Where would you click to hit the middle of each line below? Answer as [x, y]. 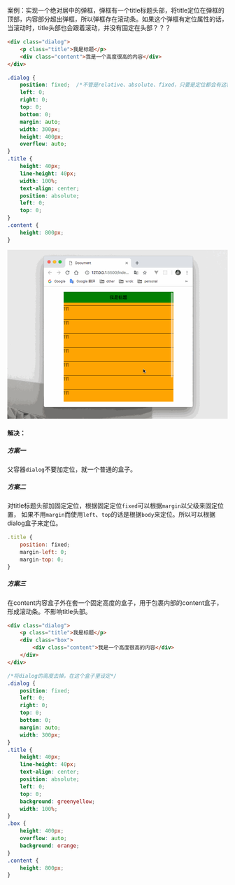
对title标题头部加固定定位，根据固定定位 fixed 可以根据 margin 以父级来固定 [113, 506]
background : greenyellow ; [58, 801]
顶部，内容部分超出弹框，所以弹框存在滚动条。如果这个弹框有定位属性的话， [117, 19]
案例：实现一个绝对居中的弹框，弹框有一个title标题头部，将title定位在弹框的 [116, 10]
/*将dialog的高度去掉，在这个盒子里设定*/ [62, 676]
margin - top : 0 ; [42, 559]
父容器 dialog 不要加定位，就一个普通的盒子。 [72, 469]
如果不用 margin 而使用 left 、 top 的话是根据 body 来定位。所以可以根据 [118, 515]
